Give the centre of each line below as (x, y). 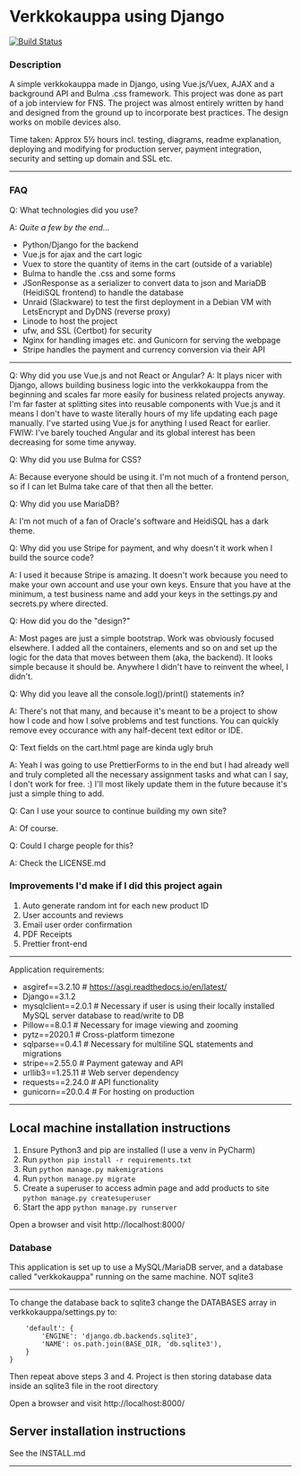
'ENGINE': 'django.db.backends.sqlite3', (120, 1336)
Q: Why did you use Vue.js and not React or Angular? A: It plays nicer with (146, 375)
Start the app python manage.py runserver (99, 1207)
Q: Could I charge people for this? (72, 846)
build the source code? (52, 557)
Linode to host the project (70, 321)
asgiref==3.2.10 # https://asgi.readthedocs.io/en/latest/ (125, 986)
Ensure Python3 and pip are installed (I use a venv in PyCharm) (139, 1150)
